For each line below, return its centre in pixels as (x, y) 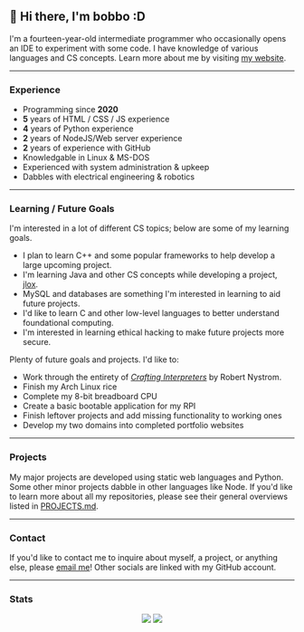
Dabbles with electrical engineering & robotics (109, 177)
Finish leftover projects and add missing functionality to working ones (152, 416)
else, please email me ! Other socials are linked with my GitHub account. (143, 567)
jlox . (30, 284)
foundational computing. (68, 323)
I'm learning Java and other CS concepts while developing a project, (150, 275)
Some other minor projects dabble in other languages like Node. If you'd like (151, 486)
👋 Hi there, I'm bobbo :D (78, 17)
